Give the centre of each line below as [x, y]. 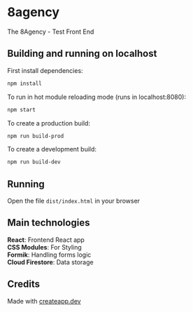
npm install [24, 83]
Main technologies [49, 223]
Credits [24, 284]
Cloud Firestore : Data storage [50, 262]
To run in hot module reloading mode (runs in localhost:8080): [97, 97]
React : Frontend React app [46, 240]
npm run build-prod [36, 136]
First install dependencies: [45, 70]
